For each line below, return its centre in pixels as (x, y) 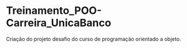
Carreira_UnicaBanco (59, 23)
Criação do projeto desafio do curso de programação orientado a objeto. (93, 39)
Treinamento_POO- (54, 11)
